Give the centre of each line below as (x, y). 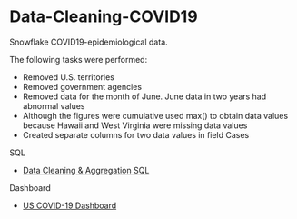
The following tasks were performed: (79, 59)
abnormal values (54, 105)
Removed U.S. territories (69, 77)
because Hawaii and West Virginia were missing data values (135, 125)
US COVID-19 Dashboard (69, 205)
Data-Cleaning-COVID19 (104, 17)
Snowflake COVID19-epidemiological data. (89, 42)
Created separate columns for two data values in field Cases (136, 134)
